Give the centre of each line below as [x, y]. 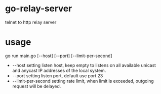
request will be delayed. [37, 86]
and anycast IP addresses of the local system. [59, 70]
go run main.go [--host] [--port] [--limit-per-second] [59, 56]
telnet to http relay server [31, 22]
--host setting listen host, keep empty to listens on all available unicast [84, 65]
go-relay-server [39, 9]
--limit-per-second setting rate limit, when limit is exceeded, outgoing [83, 81]
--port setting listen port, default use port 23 [58, 76]
